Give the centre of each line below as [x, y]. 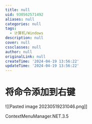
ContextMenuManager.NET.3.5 [37, 116]
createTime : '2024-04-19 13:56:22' [42, 61]
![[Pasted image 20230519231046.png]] [46, 106]
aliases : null [20, 19]
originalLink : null [25, 56]
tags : [11, 29]
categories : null [23, 24]
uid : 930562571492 [24, 15]
